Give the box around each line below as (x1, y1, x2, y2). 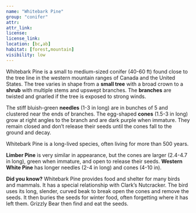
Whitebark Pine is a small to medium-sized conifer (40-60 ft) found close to (6, 68, 188, 75)
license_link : (6, 36, 41, 41)
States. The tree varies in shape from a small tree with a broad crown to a (6, 80, 184, 88)
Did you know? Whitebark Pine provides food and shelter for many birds (6, 175, 180, 182)
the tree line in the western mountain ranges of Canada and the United (6, 74, 176, 81)
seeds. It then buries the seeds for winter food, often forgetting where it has (6, 194, 188, 201)
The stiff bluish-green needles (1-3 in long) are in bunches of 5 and (6, 104, 168, 111)
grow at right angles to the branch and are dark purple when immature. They (6, 116, 190, 123)
